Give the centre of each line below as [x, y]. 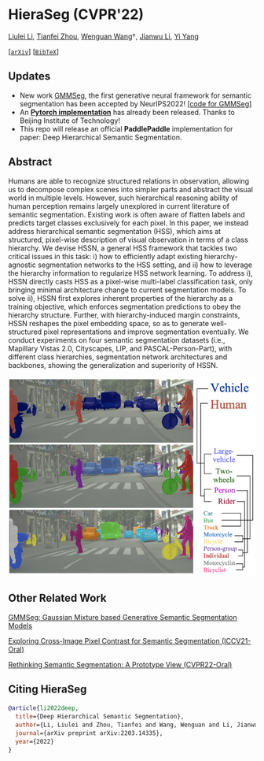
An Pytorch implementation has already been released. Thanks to [127, 112]
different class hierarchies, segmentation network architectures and [118, 357]
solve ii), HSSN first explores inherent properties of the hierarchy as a [121, 298]
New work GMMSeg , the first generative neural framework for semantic [136, 95]
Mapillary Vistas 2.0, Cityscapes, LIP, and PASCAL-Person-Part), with [120, 348]
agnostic [22, 265]
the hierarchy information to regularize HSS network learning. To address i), [130, 273]
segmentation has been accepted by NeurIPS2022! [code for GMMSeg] [136, 103]
